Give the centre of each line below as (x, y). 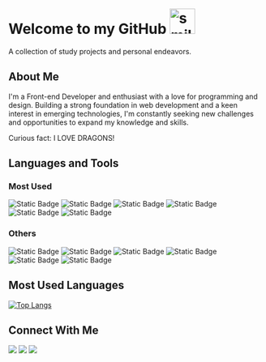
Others (22, 233)
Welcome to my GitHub (88, 29)
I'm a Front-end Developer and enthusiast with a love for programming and (133, 96)
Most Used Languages (66, 285)
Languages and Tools (64, 163)
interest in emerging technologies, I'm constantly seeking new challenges (131, 113)
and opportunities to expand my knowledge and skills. (99, 122)
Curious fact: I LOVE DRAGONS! (62, 138)
